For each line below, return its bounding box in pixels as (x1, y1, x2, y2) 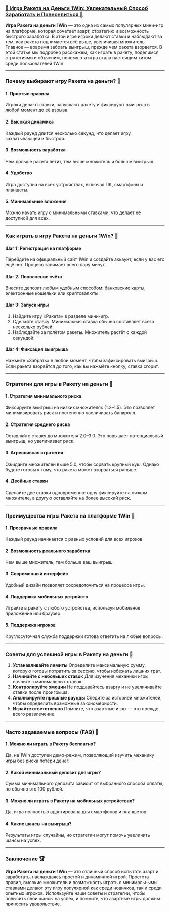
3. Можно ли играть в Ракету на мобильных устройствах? (5, 798, 135, 804)
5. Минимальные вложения (5, 198, 67, 204)
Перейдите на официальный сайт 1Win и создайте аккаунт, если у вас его (5, 256, 165, 262)
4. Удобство (5, 170, 32, 176)
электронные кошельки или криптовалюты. (5, 290, 100, 296)
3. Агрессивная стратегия (5, 449, 63, 455)
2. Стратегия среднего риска (5, 421, 70, 428)
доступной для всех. (5, 215, 50, 221)
